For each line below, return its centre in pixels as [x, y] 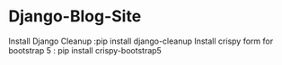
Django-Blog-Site [75, 16]
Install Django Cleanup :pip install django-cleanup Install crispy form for [141, 41]
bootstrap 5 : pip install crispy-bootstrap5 [85, 50]
